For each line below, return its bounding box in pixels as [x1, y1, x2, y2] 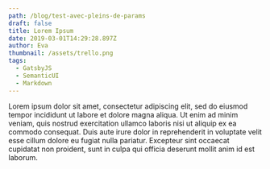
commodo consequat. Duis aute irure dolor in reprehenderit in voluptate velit [8, 126, 262, 137]
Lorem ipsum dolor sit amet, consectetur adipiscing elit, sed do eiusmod [8, 101, 248, 111]
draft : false [8, 19, 52, 27]
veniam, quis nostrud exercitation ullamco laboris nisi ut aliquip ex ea [8, 118, 237, 128]
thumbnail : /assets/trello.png [8, 49, 114, 57]
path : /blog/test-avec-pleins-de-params [8, 11, 147, 20]
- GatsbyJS [15, 64, 52, 72]
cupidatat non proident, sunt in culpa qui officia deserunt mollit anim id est [8, 144, 255, 154]
